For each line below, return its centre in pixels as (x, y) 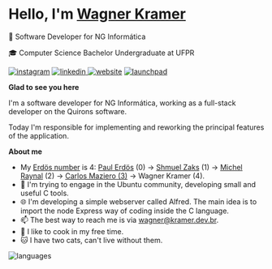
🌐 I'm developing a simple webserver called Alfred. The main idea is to (138, 201)
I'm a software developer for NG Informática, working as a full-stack (122, 103)
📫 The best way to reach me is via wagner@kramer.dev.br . (119, 220)
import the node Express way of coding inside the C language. (125, 211)
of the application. (39, 135)
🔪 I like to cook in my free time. (72, 231)
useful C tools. (44, 193)
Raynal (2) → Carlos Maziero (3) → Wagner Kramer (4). (112, 176)
